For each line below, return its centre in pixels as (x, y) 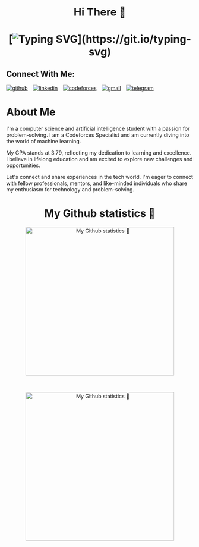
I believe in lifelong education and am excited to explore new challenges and (99, 159)
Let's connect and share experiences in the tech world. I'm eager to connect (100, 177)
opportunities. (23, 165)
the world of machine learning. (44, 142)
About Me (31, 112)
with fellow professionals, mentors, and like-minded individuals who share (97, 183)
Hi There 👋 (100, 12)
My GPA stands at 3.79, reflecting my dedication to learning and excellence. (99, 153)
